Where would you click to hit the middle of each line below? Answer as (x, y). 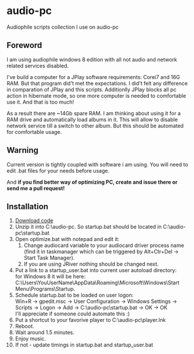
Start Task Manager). (49, 258)
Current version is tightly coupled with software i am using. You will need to (98, 164)
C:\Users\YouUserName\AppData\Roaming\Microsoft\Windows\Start (97, 283)
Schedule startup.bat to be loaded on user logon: (74, 295)
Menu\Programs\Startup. (45, 289)
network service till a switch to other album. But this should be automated (95, 126)
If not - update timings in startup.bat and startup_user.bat (84, 345)
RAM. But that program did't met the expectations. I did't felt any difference (97, 83)
